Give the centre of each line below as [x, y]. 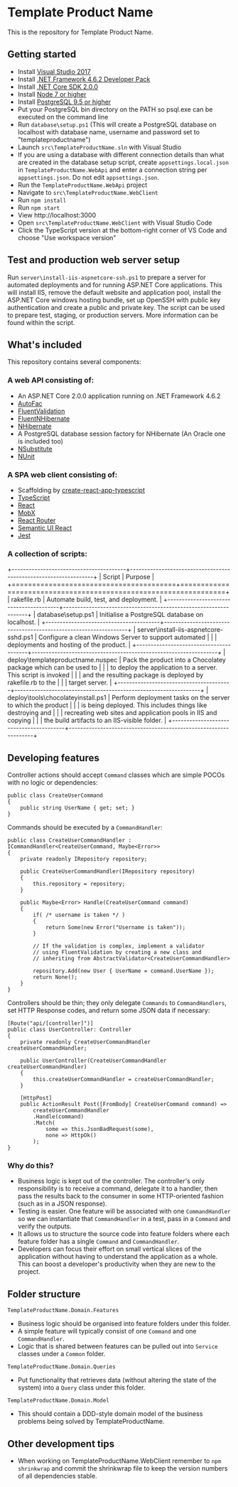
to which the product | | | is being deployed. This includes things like [107, 705]
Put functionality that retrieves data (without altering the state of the [117, 1380]
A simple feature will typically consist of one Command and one [107, 1331]
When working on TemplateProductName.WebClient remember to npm [119, 1461]
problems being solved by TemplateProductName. [91, 1422]
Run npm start [39, 208]
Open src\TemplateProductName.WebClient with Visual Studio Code [115, 222]
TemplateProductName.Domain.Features [63, 1311]
